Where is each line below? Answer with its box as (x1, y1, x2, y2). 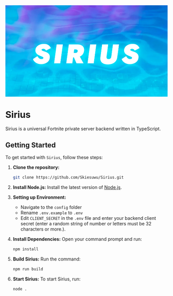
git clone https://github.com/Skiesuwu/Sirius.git (12, 175, 124, 180)
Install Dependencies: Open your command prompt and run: (12, 236, 143, 242)
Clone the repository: (12, 164, 60, 170)
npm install (12, 247, 39, 252)
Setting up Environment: (12, 194, 66, 200)
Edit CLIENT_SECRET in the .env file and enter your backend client (20, 215, 156, 221)
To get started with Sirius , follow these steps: (5, 154, 103, 161)
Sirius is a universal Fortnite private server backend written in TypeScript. (5, 126, 161, 132)
